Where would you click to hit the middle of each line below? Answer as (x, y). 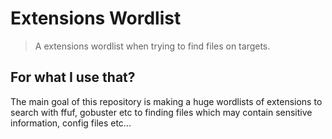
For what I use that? (73, 77)
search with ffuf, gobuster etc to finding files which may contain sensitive (161, 112)
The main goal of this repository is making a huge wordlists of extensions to (166, 101)
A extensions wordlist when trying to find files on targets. (152, 46)
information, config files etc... (71, 123)
